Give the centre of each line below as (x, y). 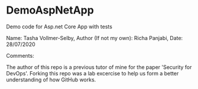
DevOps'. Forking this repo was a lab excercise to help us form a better (92, 73)
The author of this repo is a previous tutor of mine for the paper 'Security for (99, 67)
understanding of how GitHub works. (51, 80)
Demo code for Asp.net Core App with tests (59, 27)
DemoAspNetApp (50, 10)
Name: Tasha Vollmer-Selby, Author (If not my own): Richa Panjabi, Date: (95, 38)
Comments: (20, 55)
